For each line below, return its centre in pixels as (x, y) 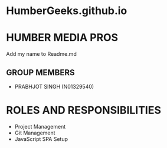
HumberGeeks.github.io (67, 11)
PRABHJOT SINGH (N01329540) (54, 86)
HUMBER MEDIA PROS (62, 38)
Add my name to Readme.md (41, 54)
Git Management (35, 133)
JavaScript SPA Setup (41, 139)
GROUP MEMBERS (40, 73)
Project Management (40, 126)
